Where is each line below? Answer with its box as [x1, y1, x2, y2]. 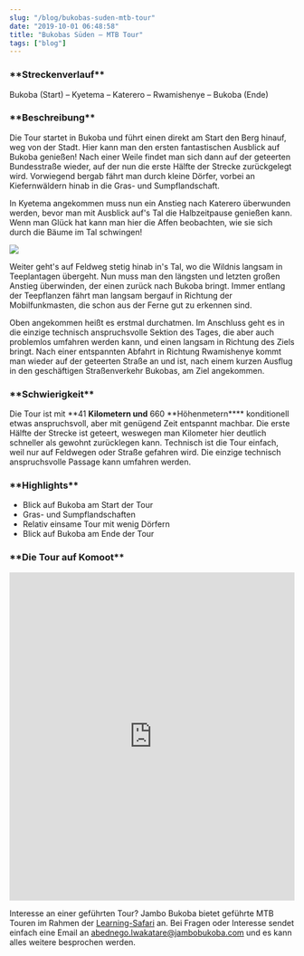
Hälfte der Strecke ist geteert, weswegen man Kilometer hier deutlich [9, 427, 267, 439]
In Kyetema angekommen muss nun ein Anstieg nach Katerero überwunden [9, 197, 291, 208]
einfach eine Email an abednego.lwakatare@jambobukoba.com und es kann [9, 927, 292, 938]
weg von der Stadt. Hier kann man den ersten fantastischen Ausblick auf [9, 141, 280, 152]
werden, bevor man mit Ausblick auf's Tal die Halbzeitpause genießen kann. [9, 207, 292, 218]
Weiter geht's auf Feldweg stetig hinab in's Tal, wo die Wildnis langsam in [9, 261, 283, 272]
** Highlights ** [9, 479, 79, 492]
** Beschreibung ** [9, 111, 96, 124]
